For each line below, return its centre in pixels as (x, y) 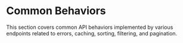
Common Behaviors (56, 11)
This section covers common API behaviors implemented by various (90, 27)
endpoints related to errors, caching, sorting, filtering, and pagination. (92, 33)
